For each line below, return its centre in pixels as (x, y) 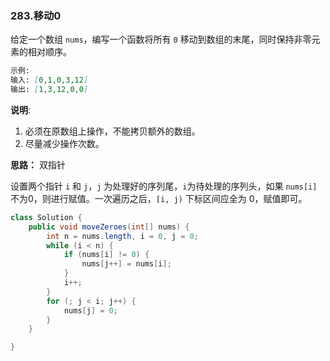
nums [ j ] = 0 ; (90, 310)
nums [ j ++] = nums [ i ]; (126, 264)
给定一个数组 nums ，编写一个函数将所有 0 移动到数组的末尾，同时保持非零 (161, 39)
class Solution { (46, 217)
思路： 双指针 (38, 164)
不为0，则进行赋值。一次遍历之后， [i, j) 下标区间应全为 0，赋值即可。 (159, 198)
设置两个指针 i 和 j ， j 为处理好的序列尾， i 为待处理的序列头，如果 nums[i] (164, 186)
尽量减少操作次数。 (64, 143)
